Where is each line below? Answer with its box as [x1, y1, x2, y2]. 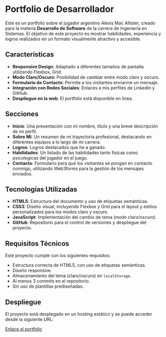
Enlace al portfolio [5, 326, 42, 332]
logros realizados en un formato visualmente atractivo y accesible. [5, 36, 142, 42]
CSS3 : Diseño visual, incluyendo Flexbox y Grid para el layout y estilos [12, 203, 157, 210]
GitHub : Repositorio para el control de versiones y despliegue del [12, 219, 147, 225]
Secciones [5, 110, 39, 118]
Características [5, 50, 54, 59]
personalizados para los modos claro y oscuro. [12, 209, 109, 215]
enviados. [12, 170, 33, 176]
